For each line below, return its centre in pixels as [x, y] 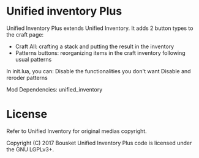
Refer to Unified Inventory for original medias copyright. [77, 131]
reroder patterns [27, 77]
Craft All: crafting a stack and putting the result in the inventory [95, 46]
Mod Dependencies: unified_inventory [54, 89]
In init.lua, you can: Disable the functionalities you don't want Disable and [99, 71]
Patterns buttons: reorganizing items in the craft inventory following [100, 52]
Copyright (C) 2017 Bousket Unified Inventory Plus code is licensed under [99, 143]
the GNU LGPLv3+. [30, 149]
